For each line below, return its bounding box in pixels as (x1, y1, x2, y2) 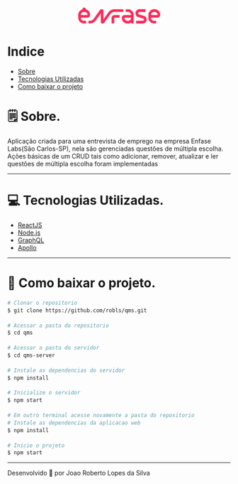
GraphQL (17, 236, 45, 244)
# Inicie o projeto (7, 441, 65, 449)
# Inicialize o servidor (7, 389, 81, 397)
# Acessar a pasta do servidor (7, 345, 100, 352)
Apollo (17, 244, 37, 252)
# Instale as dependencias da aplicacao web (7, 419, 141, 426)
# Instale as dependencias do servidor (7, 367, 125, 374)
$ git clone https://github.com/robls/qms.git (7, 306, 147, 314)
